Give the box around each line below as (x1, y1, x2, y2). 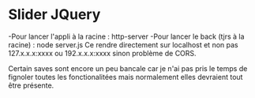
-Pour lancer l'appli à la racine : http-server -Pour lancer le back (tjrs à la (8, 32, 245, 41)
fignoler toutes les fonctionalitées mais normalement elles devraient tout (8, 72, 243, 81)
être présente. (8, 81, 54, 90)
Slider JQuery (8, 6, 101, 24)
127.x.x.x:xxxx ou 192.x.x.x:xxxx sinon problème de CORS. (8, 48, 197, 58)
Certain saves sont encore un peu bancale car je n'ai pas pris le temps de (8, 63, 248, 73)
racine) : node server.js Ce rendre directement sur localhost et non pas (8, 40, 238, 49)
